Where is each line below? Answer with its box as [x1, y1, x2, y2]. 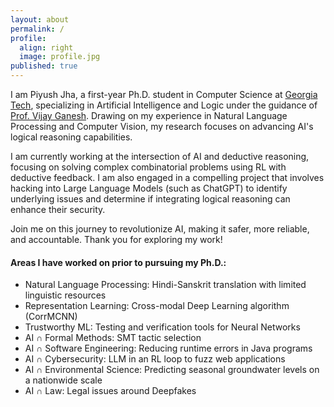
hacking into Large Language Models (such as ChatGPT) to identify [10, 182, 288, 194]
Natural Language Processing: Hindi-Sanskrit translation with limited [24, 279, 307, 291]
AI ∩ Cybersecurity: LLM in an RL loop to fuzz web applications [24, 353, 286, 365]
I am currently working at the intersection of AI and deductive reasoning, [10, 151, 310, 162]
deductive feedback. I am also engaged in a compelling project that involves [10, 172, 325, 183]
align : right [19, 42, 74, 53]
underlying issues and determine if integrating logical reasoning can [10, 193, 291, 205]
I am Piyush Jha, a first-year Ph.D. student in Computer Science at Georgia [10, 89, 318, 100]
